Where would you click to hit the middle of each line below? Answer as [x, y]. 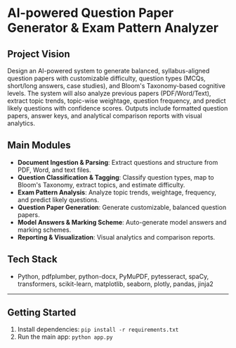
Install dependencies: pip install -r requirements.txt [98, 330]
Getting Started [42, 312]
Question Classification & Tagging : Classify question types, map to [116, 177]
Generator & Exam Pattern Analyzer [113, 28]
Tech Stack [32, 260]
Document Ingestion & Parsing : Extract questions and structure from [118, 162]
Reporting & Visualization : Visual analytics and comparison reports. [116, 237]
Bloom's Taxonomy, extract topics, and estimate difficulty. [101, 185]
